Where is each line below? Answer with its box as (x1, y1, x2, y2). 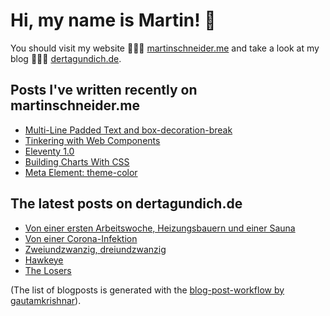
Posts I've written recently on (10, 82, 198, 99)
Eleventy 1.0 (24, 145, 75, 157)
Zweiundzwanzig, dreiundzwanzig (24, 243, 167, 255)
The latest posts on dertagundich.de (10, 195, 243, 213)
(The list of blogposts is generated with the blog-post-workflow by (10, 284, 285, 296)
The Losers (24, 264, 72, 276)
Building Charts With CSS (24, 155, 130, 168)
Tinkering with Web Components (24, 134, 161, 146)
